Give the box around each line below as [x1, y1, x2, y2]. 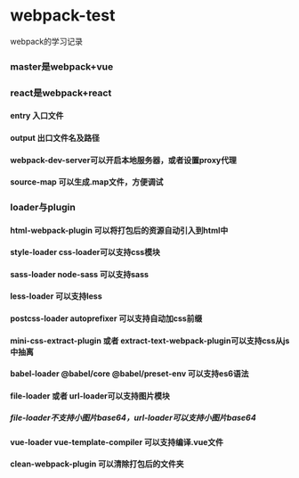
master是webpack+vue [10, 60, 114, 72]
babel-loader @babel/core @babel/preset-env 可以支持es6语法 [10, 368, 249, 379]
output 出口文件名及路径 [10, 132, 101, 143]
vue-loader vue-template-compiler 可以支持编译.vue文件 [10, 436, 224, 447]
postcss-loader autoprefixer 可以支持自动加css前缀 [10, 313, 203, 324]
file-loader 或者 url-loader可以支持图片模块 [10, 390, 170, 401]
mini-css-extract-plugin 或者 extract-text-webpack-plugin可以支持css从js [10, 335, 290, 346]
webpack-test [10, 5, 116, 26]
